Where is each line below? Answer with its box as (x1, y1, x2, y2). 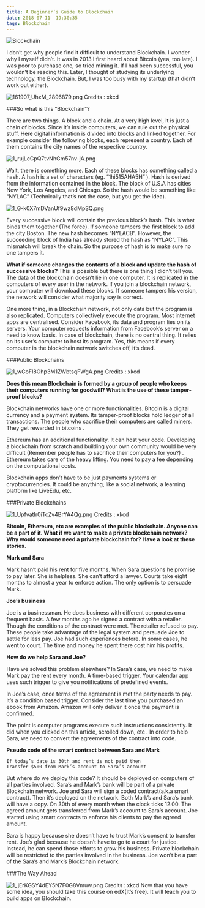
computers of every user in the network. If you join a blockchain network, (6, 280, 192, 288)
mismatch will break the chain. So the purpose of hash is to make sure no (6, 242, 192, 250)
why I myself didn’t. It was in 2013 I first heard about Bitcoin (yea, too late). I (6, 56, 198, 63)
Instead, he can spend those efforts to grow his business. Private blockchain (6, 845, 199, 852)
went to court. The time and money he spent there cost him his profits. (6, 642, 184, 649)
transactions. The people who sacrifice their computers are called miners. (6, 418, 193, 426)
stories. (6, 542, 26, 550)
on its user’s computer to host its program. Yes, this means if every (6, 338, 175, 345)
